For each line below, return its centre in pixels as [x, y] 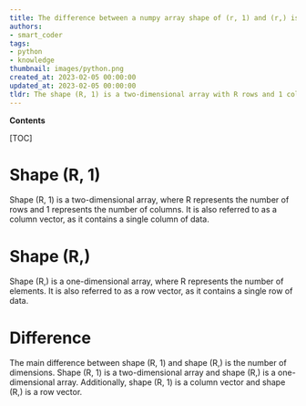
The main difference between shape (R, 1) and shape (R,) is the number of [148, 363]
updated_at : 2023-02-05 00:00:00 [73, 86]
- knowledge [32, 60]
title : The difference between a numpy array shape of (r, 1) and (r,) [148, 18]
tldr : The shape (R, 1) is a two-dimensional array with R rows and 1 [146, 94]
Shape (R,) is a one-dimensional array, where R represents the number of [147, 281]
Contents [27, 120]
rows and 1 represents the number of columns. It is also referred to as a [143, 210]
